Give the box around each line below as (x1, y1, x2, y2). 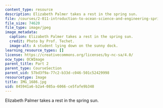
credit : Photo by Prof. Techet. (9, 39, 75, 44)
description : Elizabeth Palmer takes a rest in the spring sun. (5, 12, 138, 17)
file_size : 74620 (5, 20, 40, 26)
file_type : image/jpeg (5, 25, 51, 30)
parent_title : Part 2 (5, 61, 49, 66)
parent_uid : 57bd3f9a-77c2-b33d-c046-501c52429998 (5, 71, 110, 75)
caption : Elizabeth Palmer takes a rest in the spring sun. (9, 35, 133, 39)
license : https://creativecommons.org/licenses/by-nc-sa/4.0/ (5, 52, 133, 57)
